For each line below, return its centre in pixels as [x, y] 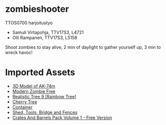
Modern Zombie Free [34, 91]
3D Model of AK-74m [34, 86]
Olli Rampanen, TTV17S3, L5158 [45, 38]
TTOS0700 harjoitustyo [29, 23]
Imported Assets [40, 72]
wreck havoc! [19, 52]
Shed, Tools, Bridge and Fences [45, 112]
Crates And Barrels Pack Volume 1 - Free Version [62, 118]
